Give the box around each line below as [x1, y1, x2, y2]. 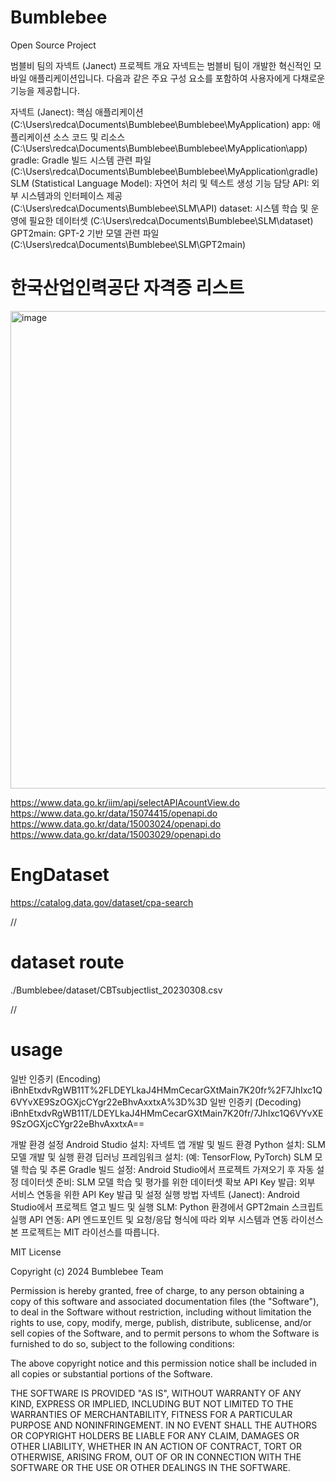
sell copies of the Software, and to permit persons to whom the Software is [10, 1327, 320, 1339]
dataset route [10, 951, 125, 973]
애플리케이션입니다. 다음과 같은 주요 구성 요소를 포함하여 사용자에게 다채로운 [28, 72, 326, 84]
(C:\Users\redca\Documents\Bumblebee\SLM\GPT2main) [10, 238, 247, 250]
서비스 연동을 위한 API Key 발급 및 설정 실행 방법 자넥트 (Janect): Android [10, 1188, 300, 1200]
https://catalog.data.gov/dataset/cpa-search [10, 896, 194, 908]
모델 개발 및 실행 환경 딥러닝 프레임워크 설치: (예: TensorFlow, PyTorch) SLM [10, 1151, 313, 1163]
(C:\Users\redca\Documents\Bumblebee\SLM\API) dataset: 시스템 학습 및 [10, 202, 309, 214]
